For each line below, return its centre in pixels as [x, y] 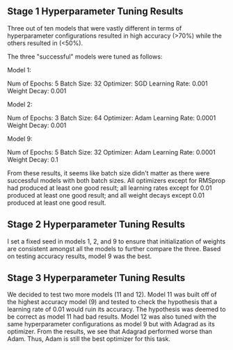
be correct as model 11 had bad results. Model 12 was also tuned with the [112, 317]
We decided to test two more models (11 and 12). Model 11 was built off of [112, 294]
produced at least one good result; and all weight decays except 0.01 [106, 195]
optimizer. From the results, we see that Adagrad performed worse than [110, 332]
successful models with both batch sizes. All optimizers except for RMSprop [116, 180]
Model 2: [20, 104]
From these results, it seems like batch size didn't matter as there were [109, 173]
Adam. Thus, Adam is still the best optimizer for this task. [89, 339]
